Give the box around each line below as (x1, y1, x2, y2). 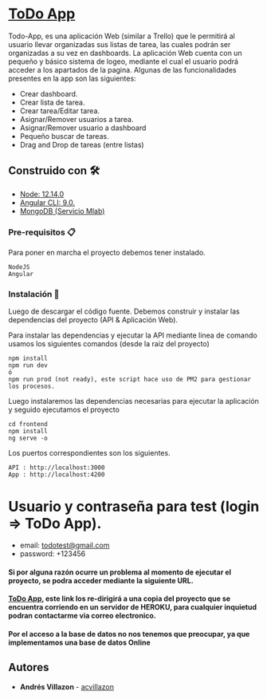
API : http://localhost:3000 (8, 464, 105, 472)
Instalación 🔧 (8, 288, 60, 299)
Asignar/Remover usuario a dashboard (19, 123, 147, 132)
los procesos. (8, 382, 56, 391)
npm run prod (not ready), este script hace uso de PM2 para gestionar (8, 376, 251, 384)
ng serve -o (8, 434, 48, 443)
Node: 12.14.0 (19, 189, 65, 199)
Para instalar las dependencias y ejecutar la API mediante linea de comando (8, 330, 257, 340)
